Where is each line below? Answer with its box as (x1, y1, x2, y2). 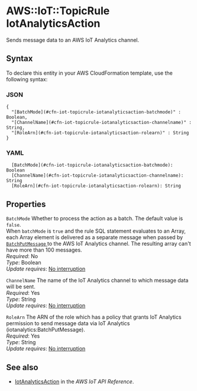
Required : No (6, 253, 38, 260)
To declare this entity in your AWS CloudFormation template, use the (6, 69, 173, 77)
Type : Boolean (6, 259, 41, 266)
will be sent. (6, 283, 35, 290)
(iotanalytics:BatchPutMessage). (6, 326, 86, 333)
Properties (6, 199, 46, 209)
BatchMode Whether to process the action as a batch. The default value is (6, 215, 183, 222)
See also (6, 362, 38, 372)
